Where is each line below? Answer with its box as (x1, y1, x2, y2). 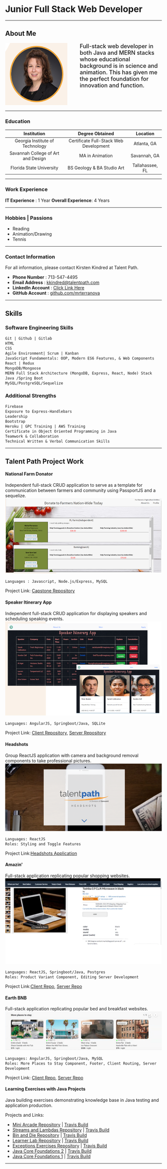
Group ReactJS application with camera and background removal (5, 752, 139, 758)
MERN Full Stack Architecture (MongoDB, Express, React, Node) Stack (5, 370, 153, 376)
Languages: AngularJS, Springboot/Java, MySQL (5, 1056, 103, 1061)
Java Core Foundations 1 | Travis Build (12, 1153, 91, 1159)
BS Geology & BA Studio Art (68, 165, 125, 171)
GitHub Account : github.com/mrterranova (12, 290, 100, 296)
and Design (22, 155, 46, 161)
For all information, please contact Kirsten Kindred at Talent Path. (5, 265, 139, 270)
